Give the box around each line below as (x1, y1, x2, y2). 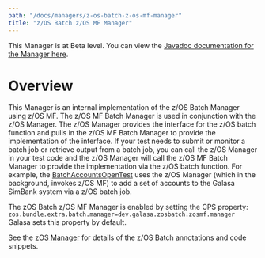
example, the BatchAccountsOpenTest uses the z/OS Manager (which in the (8, 170, 256, 180)
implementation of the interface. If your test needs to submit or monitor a (8, 136, 246, 146)
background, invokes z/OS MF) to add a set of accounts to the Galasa (8, 179, 235, 188)
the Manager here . (8, 49, 69, 59)
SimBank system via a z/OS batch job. (8, 187, 132, 196)
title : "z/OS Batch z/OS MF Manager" (8, 19, 133, 27)
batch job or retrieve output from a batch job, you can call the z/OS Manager (8, 145, 258, 154)
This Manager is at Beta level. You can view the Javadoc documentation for (8, 40, 255, 50)
